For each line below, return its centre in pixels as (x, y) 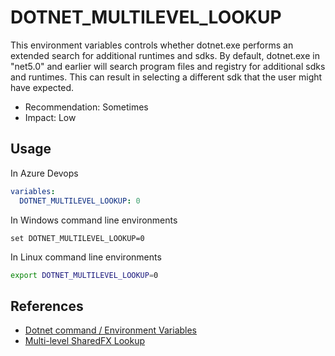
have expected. (42, 87)
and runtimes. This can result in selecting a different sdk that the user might (166, 77)
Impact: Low (50, 117)
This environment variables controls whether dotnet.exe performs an (152, 45)
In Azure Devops (44, 173)
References (47, 306)
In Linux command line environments (86, 257)
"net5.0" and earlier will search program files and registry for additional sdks (168, 66)
